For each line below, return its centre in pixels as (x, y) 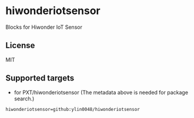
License (20, 45)
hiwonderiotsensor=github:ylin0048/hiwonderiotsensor (73, 109)
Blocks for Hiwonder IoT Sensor (44, 27)
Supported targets (40, 78)
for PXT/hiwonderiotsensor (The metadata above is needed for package (101, 92)
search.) (24, 99)
